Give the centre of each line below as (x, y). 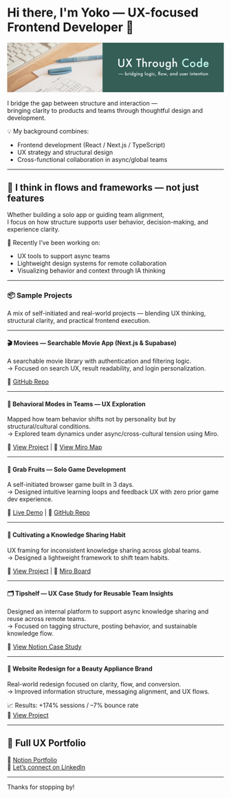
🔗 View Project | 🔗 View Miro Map (55, 447)
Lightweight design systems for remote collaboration (92, 264)
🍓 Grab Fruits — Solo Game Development (66, 469)
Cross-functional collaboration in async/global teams (92, 159)
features (26, 198)
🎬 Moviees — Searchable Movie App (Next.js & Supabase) (92, 343)
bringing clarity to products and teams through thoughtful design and (105, 110)
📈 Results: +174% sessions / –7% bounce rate (73, 705)
